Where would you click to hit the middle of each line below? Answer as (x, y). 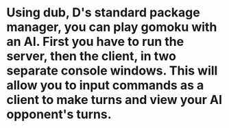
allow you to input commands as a (105, 85)
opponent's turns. (59, 115)
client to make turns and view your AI (114, 100)
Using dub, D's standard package (103, 13)
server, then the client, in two (91, 56)
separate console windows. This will (112, 71)
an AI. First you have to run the (95, 42)
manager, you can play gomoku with (112, 27)
